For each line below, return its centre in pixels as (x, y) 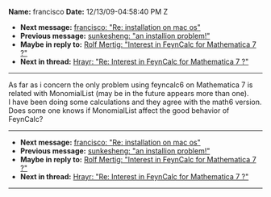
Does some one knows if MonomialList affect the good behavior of (119, 111)
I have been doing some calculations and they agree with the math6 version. (135, 102)
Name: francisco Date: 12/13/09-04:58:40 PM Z (88, 12)
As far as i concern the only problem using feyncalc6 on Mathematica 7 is (131, 85)
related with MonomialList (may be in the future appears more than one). (129, 93)
